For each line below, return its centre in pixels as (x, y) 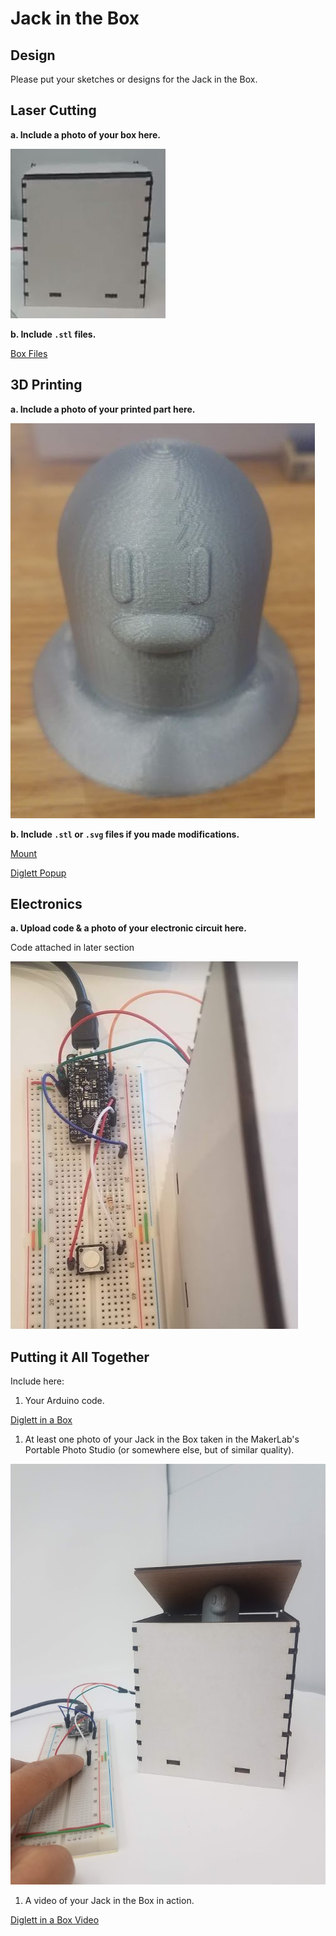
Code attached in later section (72, 948)
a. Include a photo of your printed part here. (103, 409)
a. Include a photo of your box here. (85, 134)
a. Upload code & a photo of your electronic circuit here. (128, 928)
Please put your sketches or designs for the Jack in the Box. (134, 79)
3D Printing (46, 385)
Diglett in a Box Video (55, 1919)
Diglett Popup (38, 873)
